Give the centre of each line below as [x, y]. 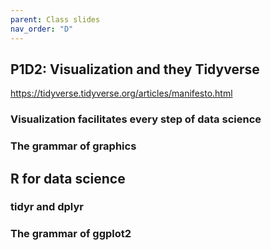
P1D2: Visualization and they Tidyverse [135, 69]
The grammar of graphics [73, 146]
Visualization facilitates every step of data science [136, 119]
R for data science [68, 178]
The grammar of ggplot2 [71, 234]
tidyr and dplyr [47, 207]
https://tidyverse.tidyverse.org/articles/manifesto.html [121, 93]
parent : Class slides [55, 19]
